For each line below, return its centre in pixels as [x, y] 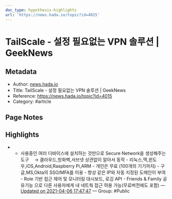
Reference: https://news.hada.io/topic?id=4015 [62, 96]
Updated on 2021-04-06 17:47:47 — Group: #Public [75, 191]
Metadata [21, 72]
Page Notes [24, 117]
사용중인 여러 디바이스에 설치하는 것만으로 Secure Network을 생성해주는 [93, 153]
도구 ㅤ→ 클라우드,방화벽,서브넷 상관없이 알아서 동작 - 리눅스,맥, [84, 160]
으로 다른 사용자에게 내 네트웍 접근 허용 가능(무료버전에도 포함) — [100, 185]
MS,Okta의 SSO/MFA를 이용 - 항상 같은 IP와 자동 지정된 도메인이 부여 [96, 172]
